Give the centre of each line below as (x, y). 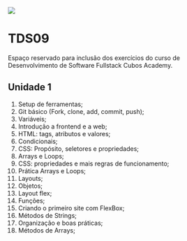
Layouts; (30, 178)
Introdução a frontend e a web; (62, 126)
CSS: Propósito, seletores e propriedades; (78, 148)
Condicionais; (38, 141)
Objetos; (30, 186)
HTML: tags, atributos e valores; (64, 133)
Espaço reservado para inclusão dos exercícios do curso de (94, 58)
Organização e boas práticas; (60, 223)
